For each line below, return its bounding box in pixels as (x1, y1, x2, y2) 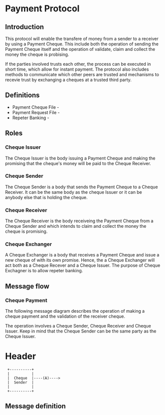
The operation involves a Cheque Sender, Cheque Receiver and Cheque (5, 323, 151, 329)
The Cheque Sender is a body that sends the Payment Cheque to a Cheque (5, 184, 158, 190)
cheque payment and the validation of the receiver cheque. (5, 313, 126, 319)
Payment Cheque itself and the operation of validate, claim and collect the (5, 46, 155, 52)
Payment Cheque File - (12, 104, 59, 110)
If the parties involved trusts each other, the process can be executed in (5, 61, 151, 67)
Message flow (5, 282, 50, 290)
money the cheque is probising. (5, 51, 69, 57)
